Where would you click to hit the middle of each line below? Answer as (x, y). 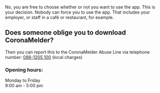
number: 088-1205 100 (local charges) (44, 57)
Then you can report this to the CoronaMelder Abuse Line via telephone (78, 52)
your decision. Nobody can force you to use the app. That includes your (78, 12)
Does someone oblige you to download (66, 33)
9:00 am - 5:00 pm (24, 86)
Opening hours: (24, 70)
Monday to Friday (23, 80)
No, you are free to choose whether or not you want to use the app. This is (80, 7)
